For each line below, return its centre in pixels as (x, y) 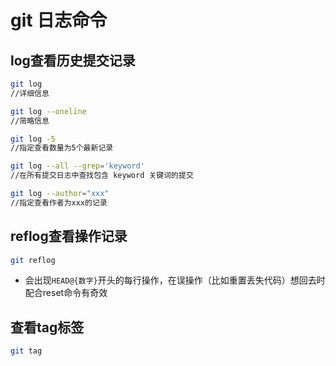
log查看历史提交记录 (73, 60)
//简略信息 (30, 121)
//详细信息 (30, 93)
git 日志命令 (59, 20)
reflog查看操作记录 (69, 236)
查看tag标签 (47, 327)
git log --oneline (48, 111)
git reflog (33, 260)
